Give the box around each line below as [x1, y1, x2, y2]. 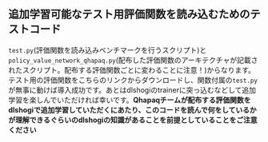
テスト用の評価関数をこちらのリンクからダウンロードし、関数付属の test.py [8, 75, 258, 85]
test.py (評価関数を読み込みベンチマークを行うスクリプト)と [8, 45, 207, 54]
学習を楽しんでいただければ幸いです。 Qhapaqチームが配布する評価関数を [8, 95, 251, 105]
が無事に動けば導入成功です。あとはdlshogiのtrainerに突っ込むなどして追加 [8, 85, 256, 94]
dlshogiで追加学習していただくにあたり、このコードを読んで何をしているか [8, 105, 258, 114]
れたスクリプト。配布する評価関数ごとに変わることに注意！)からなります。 [8, 65, 256, 74]
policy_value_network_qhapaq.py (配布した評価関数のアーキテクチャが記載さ [8, 55, 258, 65]
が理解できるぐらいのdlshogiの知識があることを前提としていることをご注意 [8, 115, 258, 124]
